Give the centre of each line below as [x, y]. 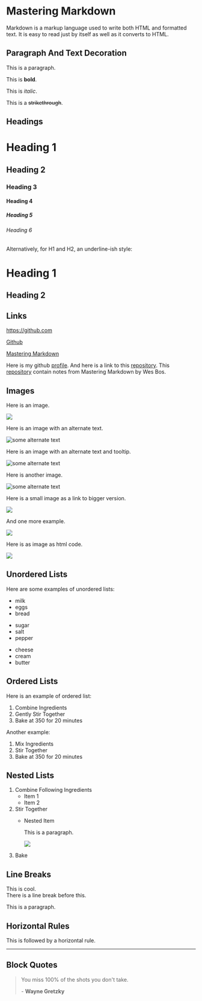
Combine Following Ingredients [53, 790]
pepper [24, 638]
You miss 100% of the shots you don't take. [75, 979]
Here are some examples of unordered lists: [60, 589]
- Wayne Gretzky [43, 991]
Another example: [28, 732]
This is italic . [22, 91]
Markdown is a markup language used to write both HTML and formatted [97, 28]
